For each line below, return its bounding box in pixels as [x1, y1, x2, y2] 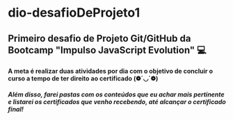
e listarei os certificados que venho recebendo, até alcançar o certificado [8, 97, 227, 105]
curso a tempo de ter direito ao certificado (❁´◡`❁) [8, 74, 159, 83]
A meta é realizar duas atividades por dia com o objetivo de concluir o [8, 67, 214, 76]
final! [8, 105, 24, 113]
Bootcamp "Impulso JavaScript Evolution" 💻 [8, 44, 207, 56]
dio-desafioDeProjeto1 [8, 5, 140, 21]
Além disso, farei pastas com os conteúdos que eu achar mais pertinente [8, 90, 225, 98]
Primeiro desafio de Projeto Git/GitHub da [8, 33, 191, 44]
